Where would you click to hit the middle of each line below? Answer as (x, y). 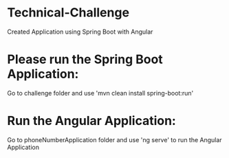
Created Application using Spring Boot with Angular (80, 32)
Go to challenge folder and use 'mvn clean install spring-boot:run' (100, 93)
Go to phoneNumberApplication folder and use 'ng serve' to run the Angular (115, 139)
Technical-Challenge (68, 13)
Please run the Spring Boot (85, 59)
